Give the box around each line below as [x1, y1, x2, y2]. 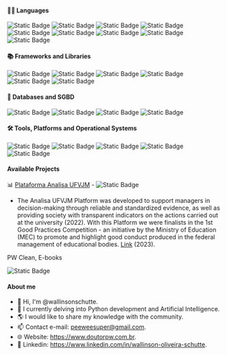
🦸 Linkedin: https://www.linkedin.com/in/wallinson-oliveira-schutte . [16, 341, 207, 349]
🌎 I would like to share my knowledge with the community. [16, 313, 184, 321]
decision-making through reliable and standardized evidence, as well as [16, 204, 221, 212]
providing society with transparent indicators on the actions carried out [16, 211, 218, 219]
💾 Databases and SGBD [7, 93, 75, 101]
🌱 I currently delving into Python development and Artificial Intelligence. [16, 305, 220, 313]
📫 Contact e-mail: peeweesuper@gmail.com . [16, 323, 146, 331]
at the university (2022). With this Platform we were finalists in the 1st [16, 219, 213, 227]
